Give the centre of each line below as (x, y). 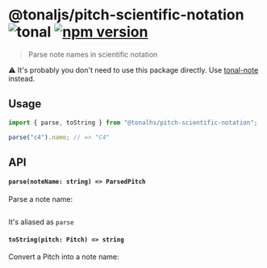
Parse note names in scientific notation (93, 54)
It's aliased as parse (41, 222)
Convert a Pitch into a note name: (64, 257)
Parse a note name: (41, 199)
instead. (22, 78)
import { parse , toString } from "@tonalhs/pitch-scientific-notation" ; (133, 123)
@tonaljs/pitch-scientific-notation (126, 15)
